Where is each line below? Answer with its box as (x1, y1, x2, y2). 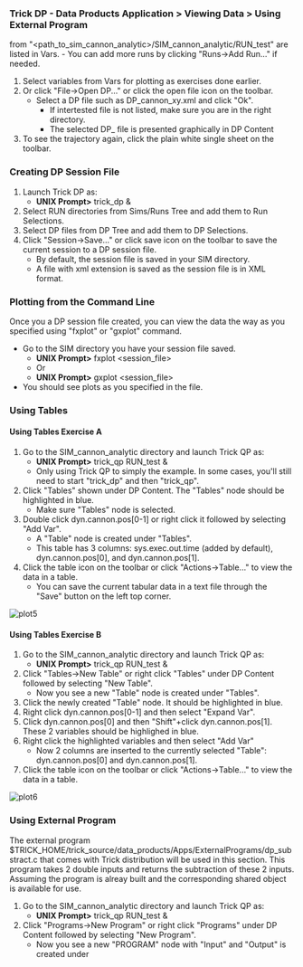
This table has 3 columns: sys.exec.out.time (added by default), (35, 543, 273, 554)
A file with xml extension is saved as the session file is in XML (35, 263, 267, 274)
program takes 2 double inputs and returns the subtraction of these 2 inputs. (9, 863, 295, 875)
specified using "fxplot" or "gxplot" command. (9, 325, 183, 337)
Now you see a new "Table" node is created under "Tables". (35, 687, 260, 698)
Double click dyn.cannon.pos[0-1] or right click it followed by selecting (22, 514, 287, 525)
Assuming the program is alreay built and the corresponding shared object (9, 873, 287, 884)
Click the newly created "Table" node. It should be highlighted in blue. (22, 697, 283, 708)
